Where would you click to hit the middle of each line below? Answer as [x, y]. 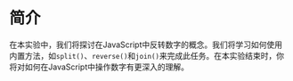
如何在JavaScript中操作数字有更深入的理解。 [107, 67]
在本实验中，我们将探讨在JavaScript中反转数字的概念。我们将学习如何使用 [146, 45]
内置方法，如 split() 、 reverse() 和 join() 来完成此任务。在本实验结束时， [143, 55]
